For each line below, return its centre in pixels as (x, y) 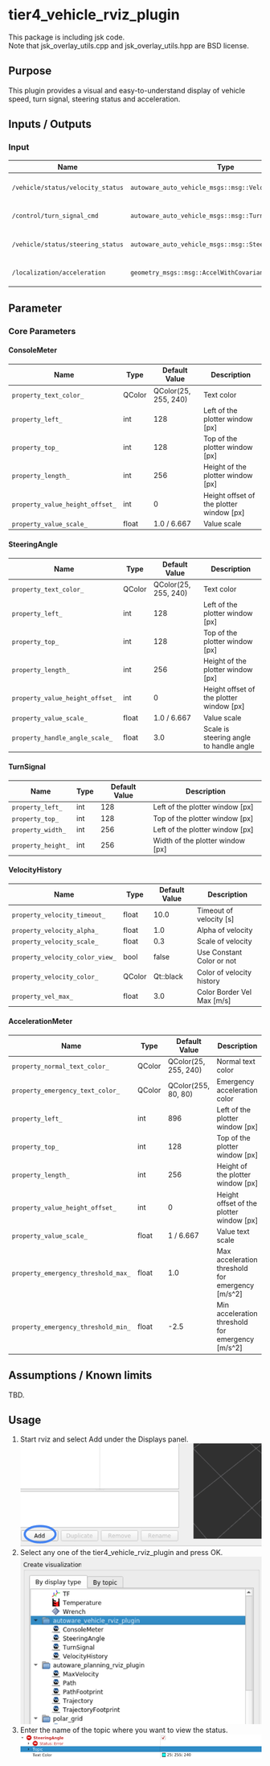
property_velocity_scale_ (55, 942)
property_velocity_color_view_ (64, 957)
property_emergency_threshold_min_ (71, 1327)
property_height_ (41, 846)
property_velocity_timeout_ (59, 915)
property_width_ (39, 830)
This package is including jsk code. (67, 37)
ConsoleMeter (33, 350)
